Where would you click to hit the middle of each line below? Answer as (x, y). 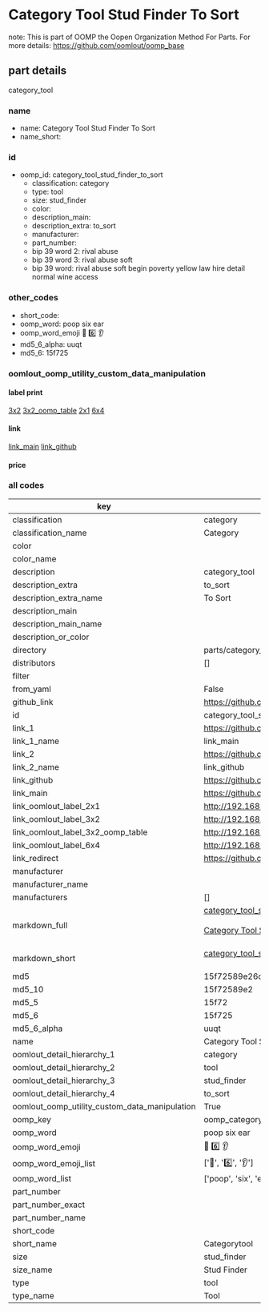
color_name (34, 558)
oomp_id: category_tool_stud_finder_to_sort (91, 175)
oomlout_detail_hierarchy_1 (64, 1054)
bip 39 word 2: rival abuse (75, 252)
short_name (35, 1243)
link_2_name (36, 767)
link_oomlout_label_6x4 (56, 845)
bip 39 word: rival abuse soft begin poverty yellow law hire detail (139, 268)
